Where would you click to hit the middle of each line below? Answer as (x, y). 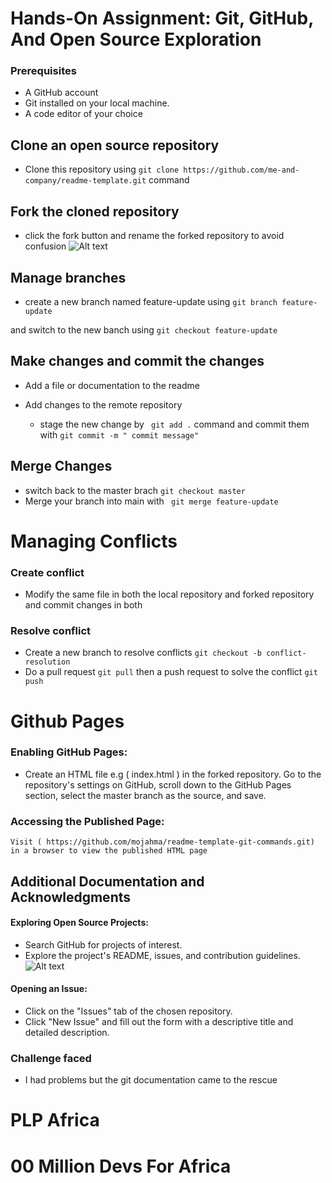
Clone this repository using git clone (102, 169)
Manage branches (68, 277)
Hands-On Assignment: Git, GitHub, (162, 18)
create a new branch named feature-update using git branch (151, 301)
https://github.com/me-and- (241, 170)
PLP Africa (55, 1120)
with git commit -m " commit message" (119, 434)
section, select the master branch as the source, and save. (145, 795)
